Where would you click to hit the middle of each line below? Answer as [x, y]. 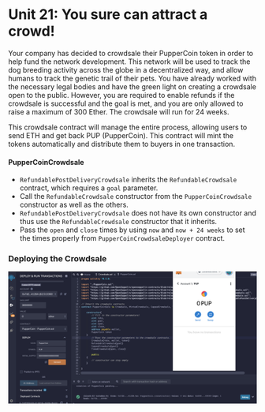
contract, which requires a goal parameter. [89, 188]
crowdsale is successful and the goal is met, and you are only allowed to [126, 103]
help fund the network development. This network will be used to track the [129, 62]
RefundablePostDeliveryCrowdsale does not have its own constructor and [138, 213]
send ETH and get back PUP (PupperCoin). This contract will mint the [121, 135]
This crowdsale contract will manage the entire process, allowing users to [128, 127]
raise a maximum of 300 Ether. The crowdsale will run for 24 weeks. [119, 111]
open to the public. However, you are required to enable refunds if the [121, 95]
